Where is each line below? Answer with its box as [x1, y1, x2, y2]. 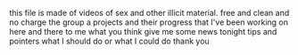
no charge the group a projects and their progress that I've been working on [9, 17, 288, 27]
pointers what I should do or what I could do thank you [9, 35, 210, 46]
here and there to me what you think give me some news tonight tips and [9, 27, 277, 36]
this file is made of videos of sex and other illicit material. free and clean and [9, 8, 290, 18]
